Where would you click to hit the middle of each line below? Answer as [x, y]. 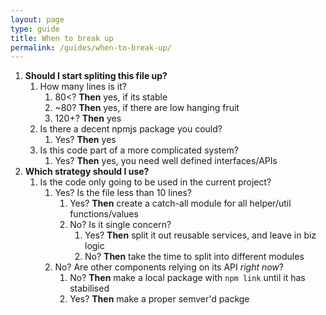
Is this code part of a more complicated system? [139, 150]
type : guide [35, 29]
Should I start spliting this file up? [96, 76]
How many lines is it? [83, 87]
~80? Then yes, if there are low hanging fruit [147, 108]
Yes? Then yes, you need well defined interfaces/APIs [166, 161]
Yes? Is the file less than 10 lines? [123, 193]
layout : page [37, 19]
